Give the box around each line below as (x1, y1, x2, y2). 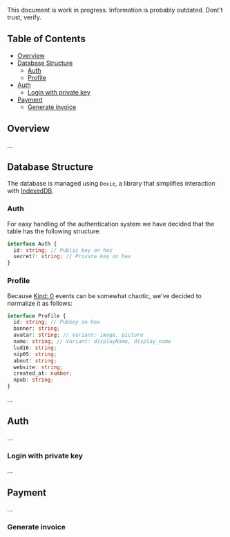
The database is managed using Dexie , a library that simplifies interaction (7, 179, 215, 188)
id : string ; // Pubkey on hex (13, 319, 100, 326)
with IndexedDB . (7, 186, 54, 195)
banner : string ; (13, 325, 60, 332)
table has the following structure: (7, 227, 102, 235)
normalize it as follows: (7, 299, 73, 307)
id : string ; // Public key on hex (13, 246, 113, 254)
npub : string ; (13, 376, 54, 384)
